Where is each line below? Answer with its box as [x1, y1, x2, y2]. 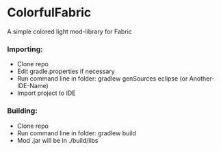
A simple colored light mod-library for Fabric [7, 27, 132, 36]
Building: [7, 106, 38, 115]
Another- [189, 74, 215, 83]
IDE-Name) [16, 82, 49, 90]
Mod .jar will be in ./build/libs [16, 136, 99, 144]
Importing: [7, 44, 43, 54]
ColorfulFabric [7, 5, 92, 20]
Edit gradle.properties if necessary [16, 67, 115, 76]
